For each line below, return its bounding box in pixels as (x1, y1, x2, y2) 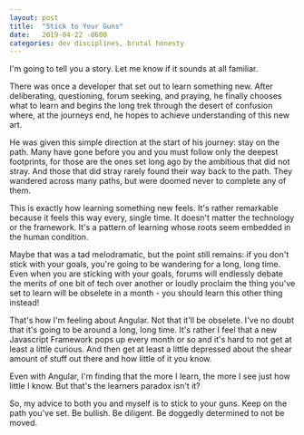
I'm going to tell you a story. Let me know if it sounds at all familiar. (9, 63, 259, 74)
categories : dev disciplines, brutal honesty (9, 38, 184, 48)
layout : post (9, 13, 59, 23)
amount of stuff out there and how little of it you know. (9, 353, 212, 364)
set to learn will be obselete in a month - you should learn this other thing (9, 287, 283, 299)
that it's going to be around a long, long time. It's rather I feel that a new (9, 324, 278, 335)
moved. (9, 418, 38, 429)
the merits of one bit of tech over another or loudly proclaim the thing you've (9, 278, 296, 289)
